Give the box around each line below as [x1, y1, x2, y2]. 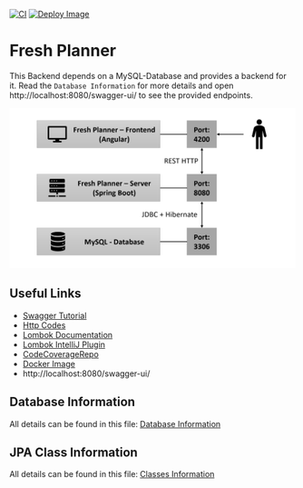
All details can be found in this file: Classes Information [9, 469, 215, 480]
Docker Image [22, 358, 75, 369]
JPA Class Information [9, 444, 138, 460]
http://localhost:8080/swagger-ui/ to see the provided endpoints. [9, 89, 253, 100]
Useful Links [9, 286, 82, 302]
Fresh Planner [9, 41, 116, 61]
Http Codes [22, 319, 66, 331]
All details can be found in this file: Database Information [9, 418, 221, 429]
